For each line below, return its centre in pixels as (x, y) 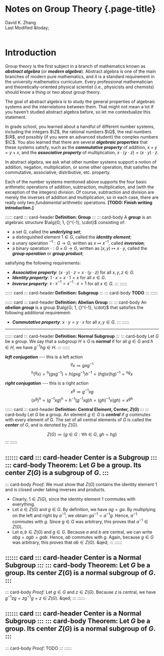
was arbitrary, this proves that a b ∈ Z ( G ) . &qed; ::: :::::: (67, 542)
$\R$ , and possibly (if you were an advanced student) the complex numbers (82, 137)
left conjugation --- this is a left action (44, 357)
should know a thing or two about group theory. (53, 92)
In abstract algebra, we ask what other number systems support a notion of (81, 162)
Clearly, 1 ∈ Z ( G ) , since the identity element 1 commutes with (74, 499)
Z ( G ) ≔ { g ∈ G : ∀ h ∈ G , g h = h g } (82, 434)
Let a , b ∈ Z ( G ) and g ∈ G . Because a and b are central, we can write (82, 532)
